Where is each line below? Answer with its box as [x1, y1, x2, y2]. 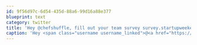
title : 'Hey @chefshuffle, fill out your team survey [6, 25, 141, 31]
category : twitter [6, 19, 51, 25]
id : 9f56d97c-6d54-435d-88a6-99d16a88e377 [6, 8, 111, 15]
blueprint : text [6, 14, 46, 20]
